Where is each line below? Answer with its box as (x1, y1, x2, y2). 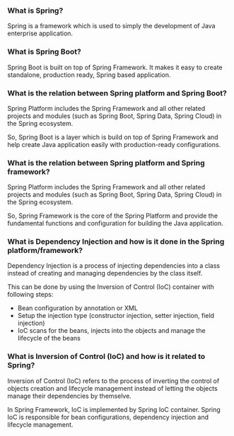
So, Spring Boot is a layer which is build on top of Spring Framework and (7, 133, 218, 141)
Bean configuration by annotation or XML (17, 304, 138, 312)
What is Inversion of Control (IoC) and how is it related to (7, 352, 206, 362)
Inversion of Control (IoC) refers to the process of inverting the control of (7, 377, 220, 385)
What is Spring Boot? (7, 47, 81, 57)
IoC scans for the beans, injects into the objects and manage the (17, 326, 206, 335)
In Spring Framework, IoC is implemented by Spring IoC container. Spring (7, 405, 221, 413)
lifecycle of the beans (17, 334, 81, 343)
